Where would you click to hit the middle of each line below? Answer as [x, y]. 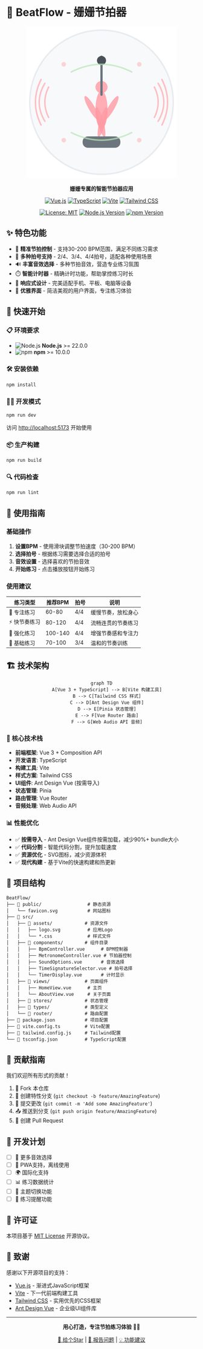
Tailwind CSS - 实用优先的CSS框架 [58, 1300]
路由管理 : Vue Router [41, 798]
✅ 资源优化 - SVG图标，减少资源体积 [61, 854]
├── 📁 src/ [20, 917]
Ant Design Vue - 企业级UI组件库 [56, 1308]
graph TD [101, 683]
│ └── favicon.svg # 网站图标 [59, 911]
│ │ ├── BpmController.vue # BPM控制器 [67, 949]
